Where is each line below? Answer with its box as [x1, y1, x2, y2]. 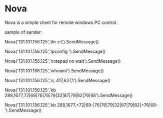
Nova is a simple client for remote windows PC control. [4, 19, 118, 25]
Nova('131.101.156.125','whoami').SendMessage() [4, 68, 104, 74]
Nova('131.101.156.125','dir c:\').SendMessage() [4, 38, 99, 45]
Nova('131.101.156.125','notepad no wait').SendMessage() [4, 58, 121, 64]
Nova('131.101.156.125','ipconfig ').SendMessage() [4, 48, 106, 54]
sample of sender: [4, 29, 42, 35]
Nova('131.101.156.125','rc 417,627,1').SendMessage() [4, 77, 111, 83]
